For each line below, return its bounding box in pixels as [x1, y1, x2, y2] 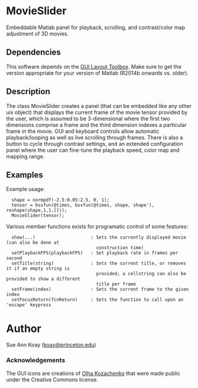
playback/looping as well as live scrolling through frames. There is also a [6, 133, 183, 141]
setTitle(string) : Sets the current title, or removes [11, 260, 186, 266]
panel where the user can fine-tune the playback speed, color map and [6, 147, 180, 154]
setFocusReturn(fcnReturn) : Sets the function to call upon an [11, 297, 184, 303]
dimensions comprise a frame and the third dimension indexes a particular [6, 121, 187, 128]
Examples [6, 170, 43, 180]
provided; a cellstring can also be [96, 271, 186, 277]
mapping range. [6, 152, 45, 160]
